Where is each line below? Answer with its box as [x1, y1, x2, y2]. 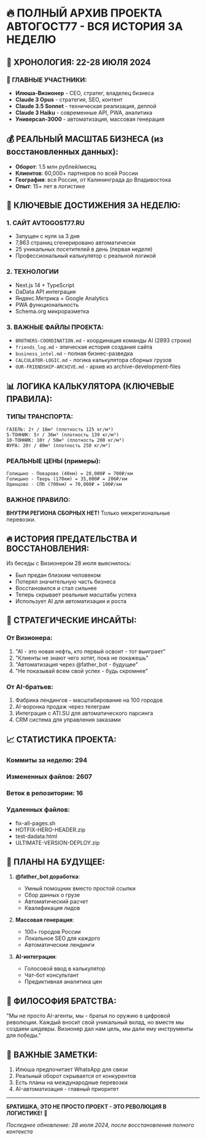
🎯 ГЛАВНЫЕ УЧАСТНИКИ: [6, 75, 88, 84]
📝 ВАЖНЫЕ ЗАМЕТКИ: [6, 1049, 98, 1060]
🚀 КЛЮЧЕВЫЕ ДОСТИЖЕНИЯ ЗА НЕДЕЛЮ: [6, 200, 181, 211]
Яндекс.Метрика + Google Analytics [15, 295, 109, 302]
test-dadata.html [15, 832, 58, 840]
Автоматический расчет [24, 898, 89, 905]
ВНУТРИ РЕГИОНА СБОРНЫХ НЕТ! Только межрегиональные [6, 509, 170, 517]
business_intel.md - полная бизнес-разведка [15, 350, 134, 357]
